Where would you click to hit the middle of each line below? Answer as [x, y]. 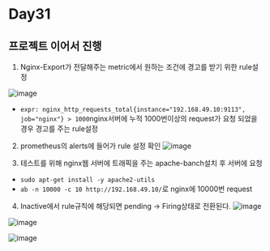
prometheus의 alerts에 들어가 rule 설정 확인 [90, 146]
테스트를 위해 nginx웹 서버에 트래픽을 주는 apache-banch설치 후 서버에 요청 [141, 163]
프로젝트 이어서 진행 [55, 46]
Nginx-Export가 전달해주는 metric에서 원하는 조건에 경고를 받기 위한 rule [136, 67]
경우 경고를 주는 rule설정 [59, 129]
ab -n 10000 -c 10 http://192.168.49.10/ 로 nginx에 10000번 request [136, 189]
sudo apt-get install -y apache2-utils [88, 180]
